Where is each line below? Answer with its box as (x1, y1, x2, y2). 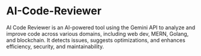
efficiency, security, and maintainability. (6, 43, 104, 50)
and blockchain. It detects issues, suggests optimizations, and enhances (6, 36, 186, 43)
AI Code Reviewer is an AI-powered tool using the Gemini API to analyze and (6, 24, 196, 31)
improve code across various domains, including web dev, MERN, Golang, (6, 30, 189, 37)
